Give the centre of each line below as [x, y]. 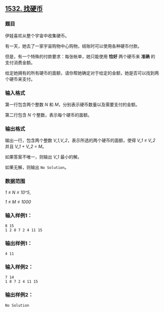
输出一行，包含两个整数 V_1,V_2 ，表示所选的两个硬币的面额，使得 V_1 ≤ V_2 [80, 141]
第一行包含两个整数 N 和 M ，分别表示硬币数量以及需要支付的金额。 [72, 104]
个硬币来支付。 [20, 79]
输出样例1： [19, 243]
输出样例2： [19, 295]
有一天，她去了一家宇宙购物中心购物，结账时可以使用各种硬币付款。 [73, 46]
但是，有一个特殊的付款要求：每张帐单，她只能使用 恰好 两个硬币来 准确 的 [80, 56]
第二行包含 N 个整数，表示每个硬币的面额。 [49, 115]
